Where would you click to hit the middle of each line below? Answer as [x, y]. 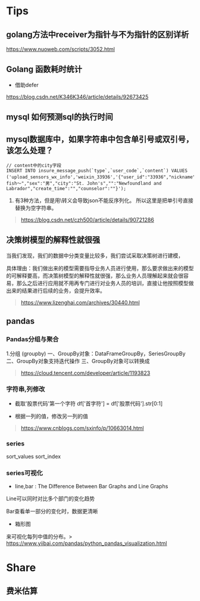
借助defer [26, 85]
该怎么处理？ [30, 150]
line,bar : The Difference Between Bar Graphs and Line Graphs [91, 487]
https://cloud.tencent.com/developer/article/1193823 [85, 373]
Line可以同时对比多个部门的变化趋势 [51, 498]
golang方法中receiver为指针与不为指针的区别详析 [98, 34]
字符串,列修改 [26, 389]
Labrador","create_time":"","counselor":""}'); [66, 189]
